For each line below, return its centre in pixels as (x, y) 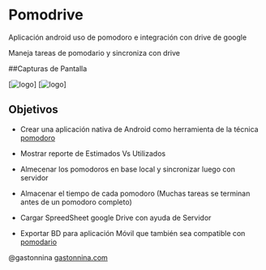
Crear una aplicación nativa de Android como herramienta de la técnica (139, 129)
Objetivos (33, 110)
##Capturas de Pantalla (48, 68)
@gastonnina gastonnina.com (58, 257)
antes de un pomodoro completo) (76, 202)
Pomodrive (46, 15)
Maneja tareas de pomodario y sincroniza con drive (94, 53)
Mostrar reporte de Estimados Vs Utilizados (93, 153)
